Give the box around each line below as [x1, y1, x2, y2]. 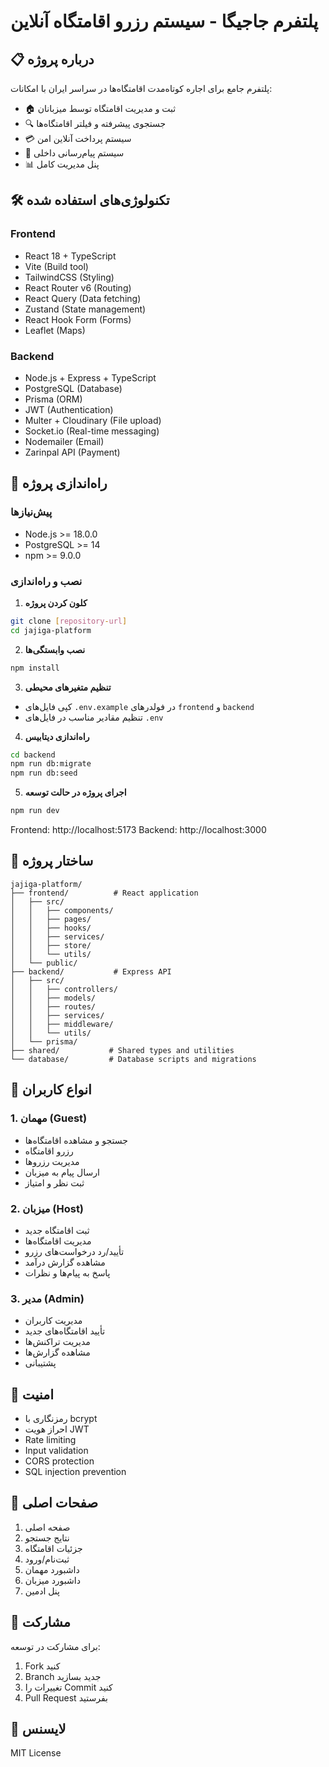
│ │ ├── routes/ [10, 1001, 97, 1012]
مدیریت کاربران [24, 1315, 83, 1327]
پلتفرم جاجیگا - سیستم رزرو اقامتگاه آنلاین [10, 10, 319, 33]
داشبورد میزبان [24, 1574, 81, 1586]
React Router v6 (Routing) [24, 281, 132, 294]
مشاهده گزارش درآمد [24, 1256, 106, 1268]
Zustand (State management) [24, 303, 147, 315]
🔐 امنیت [10, 1386, 55, 1403]
